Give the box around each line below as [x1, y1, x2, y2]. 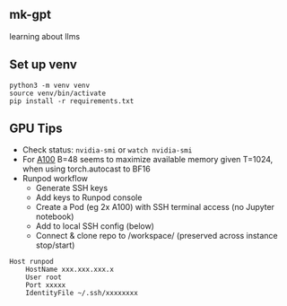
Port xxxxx [25, 281, 66, 290]
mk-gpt [9, 7, 52, 22]
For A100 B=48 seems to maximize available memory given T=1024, [22, 154, 274, 165]
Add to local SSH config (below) [35, 221, 155, 232]
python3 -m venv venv [9, 81, 91, 90]
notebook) [35, 211, 74, 223]
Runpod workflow [22, 173, 88, 184]
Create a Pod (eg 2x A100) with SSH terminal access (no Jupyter [35, 202, 275, 213]
